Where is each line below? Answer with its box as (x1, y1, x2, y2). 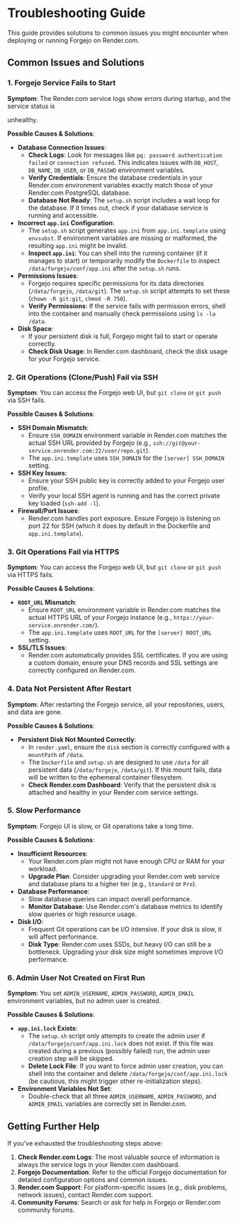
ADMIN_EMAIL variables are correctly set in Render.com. (28, 1099, 187, 1108)
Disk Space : (17, 324, 54, 333)
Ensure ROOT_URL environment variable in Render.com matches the (28, 606, 221, 614)
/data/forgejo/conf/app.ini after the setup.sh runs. (28, 264, 181, 272)
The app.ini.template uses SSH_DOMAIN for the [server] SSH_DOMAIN (28, 453, 225, 462)
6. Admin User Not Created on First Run (7, 972, 145, 982)
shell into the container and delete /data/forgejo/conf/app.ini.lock (28, 1070, 228, 1078)
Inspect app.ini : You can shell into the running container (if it (28, 249, 208, 257)
